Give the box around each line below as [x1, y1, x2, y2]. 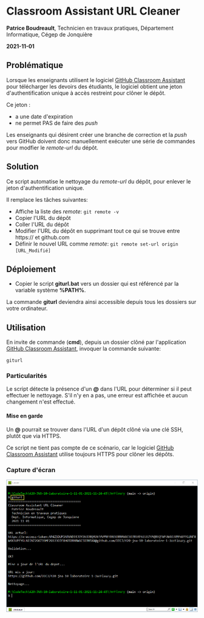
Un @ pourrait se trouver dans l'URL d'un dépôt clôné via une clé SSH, [6, 425, 183, 433]
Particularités [6, 372, 47, 380]
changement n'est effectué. [6, 398, 76, 405]
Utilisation [6, 322, 46, 332]
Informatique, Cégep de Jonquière [6, 30, 93, 38]
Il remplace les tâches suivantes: [6, 196, 88, 203]
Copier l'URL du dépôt [15, 214, 71, 221]
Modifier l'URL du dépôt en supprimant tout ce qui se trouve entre [15, 227, 180, 235]
